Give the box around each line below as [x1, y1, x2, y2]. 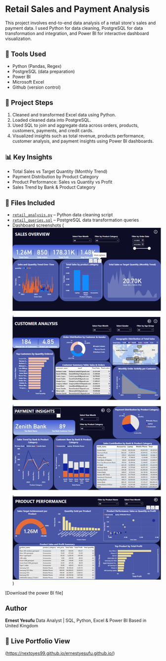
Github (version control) [12, 84, 61, 90]
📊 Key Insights [5, 153, 53, 161]
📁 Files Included [5, 199, 55, 207]
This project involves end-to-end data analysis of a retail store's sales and [5, 20, 156, 26]
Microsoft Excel [12, 79, 44, 85]
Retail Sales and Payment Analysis [5, 3, 150, 15]
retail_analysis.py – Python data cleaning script [12, 212, 113, 218]
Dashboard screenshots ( [12, 222, 64, 228]
